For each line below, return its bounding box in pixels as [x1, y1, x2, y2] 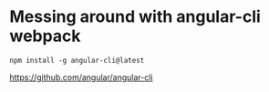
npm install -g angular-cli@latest [9, 56, 145, 65]
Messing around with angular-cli [9, 6, 262, 27]
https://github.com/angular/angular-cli [9, 71, 153, 83]
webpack [9, 26, 81, 46]
